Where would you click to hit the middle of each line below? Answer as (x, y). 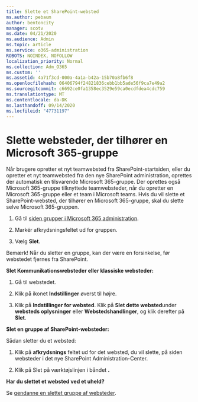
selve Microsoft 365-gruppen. (43, 207)
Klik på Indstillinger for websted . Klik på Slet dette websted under (95, 305)
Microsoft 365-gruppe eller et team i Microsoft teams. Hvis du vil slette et (95, 194)
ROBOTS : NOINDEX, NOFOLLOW (39, 56)
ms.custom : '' (24, 72)
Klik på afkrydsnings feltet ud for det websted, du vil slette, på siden (98, 352)
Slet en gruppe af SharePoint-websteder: (58, 329)
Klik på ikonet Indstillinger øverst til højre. (66, 293)
